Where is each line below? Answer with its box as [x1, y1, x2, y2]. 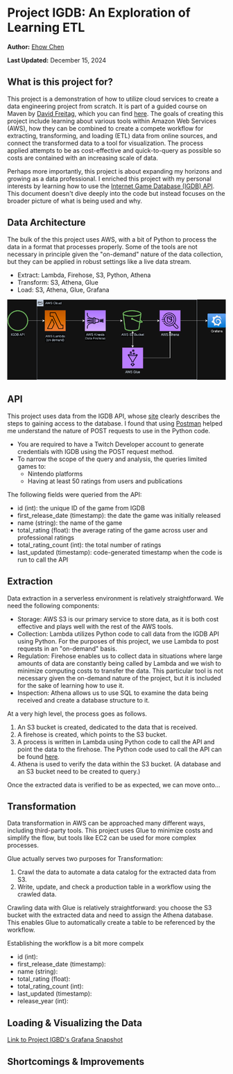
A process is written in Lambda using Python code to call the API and [17, 737, 215, 746]
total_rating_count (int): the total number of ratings [17, 540, 162, 549]
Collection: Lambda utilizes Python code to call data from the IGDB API [17, 630, 220, 638]
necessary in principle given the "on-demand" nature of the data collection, [7, 250, 223, 258]
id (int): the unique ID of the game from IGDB [17, 503, 146, 512]
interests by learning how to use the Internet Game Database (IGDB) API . [7, 182, 215, 190]
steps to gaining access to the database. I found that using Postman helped [7, 419, 223, 428]
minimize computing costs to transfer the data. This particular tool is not [17, 666, 223, 675]
